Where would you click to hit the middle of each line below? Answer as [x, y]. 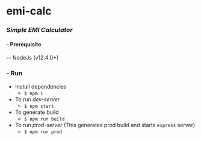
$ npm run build [44, 119]
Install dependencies [41, 86]
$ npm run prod [43, 132]
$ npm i [33, 93]
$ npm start [39, 106]
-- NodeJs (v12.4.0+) [32, 58]
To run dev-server [37, 99]
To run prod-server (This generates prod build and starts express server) [105, 125]
